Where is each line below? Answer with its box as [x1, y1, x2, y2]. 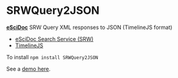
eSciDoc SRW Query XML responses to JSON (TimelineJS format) [6, 24, 173, 31]
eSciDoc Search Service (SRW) [15, 35, 94, 42]
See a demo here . [6, 65, 51, 73]
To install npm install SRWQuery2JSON [6, 53, 98, 60]
